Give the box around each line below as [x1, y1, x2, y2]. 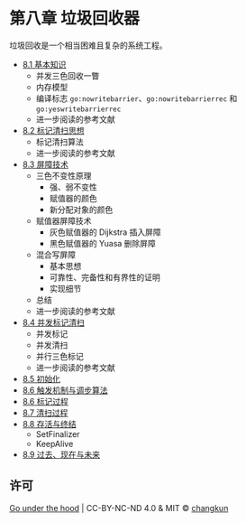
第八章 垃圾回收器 [9, 8, 140, 29]
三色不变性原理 [35, 170, 92, 181]
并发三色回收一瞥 [35, 70, 100, 81]
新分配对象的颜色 [49, 204, 114, 215]
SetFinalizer [35, 428, 80, 439]
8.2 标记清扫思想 [22, 125, 85, 135]
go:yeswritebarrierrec [35, 105, 122, 114]
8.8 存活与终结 [22, 418, 77, 429]
